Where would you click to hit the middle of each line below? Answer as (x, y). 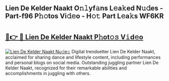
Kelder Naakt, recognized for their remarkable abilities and (66, 68)
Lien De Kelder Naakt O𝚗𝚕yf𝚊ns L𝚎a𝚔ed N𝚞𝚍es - (84, 8)
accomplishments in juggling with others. (48, 73)
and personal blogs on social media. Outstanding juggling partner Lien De (82, 63)
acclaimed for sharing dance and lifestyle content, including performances (83, 57)
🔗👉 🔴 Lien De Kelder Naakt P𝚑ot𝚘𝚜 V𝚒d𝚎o (74, 37)
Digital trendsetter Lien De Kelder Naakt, (114, 52)
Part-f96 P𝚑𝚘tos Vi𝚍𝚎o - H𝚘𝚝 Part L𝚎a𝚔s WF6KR (85, 16)
